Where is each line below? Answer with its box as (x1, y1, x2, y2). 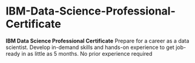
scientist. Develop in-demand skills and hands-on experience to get (5, 44, 175, 51)
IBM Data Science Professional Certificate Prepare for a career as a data (5, 37, 190, 44)
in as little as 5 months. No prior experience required (21, 50, 153, 57)
